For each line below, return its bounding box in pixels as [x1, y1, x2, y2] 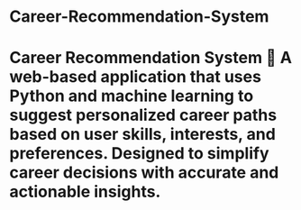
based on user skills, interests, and [9, 124, 277, 145]
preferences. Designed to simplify [9, 143, 269, 164]
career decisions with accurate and [9, 162, 279, 183]
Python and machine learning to [9, 86, 254, 106]
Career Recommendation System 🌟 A [9, 48, 293, 68]
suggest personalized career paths [9, 105, 278, 125]
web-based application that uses [9, 67, 261, 87]
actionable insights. [9, 182, 161, 202]
